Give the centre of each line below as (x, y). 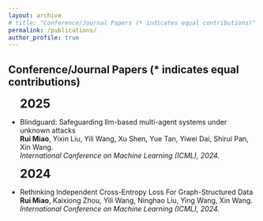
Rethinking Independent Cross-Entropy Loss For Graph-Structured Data (136, 192)
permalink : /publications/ (53, 30)
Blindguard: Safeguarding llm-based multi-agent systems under (123, 122)
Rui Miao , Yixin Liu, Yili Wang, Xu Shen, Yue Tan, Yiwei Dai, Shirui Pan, (134, 139)
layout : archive (35, 15)
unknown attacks (48, 130)
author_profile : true (44, 37)
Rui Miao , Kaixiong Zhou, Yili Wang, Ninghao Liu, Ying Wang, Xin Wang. (136, 200)
